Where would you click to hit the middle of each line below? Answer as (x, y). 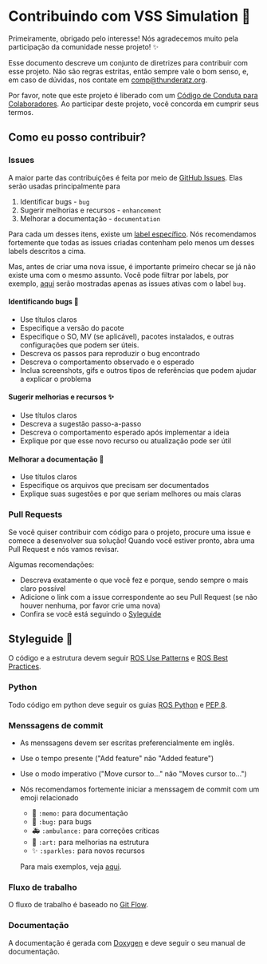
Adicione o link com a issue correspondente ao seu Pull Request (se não (138, 597)
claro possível (43, 588)
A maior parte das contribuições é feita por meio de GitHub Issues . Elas (126, 177)
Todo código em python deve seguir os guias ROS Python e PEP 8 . (118, 704)
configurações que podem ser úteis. (79, 345)
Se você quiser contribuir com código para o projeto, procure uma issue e (130, 532)
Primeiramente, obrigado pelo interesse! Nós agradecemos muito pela (124, 38)
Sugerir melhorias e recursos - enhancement (90, 210)
